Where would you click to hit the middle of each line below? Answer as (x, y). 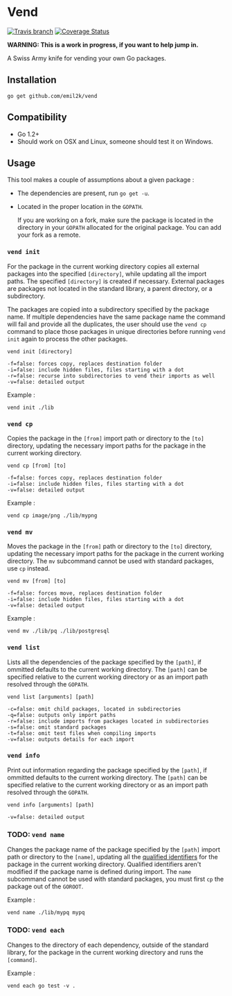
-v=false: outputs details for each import (71, 739)
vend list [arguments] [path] (51, 697)
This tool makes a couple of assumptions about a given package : (101, 180)
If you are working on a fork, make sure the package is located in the (115, 220)
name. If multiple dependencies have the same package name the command (116, 316)
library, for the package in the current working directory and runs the (105, 952)
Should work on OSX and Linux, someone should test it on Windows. (115, 141)
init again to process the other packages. (68, 339)
